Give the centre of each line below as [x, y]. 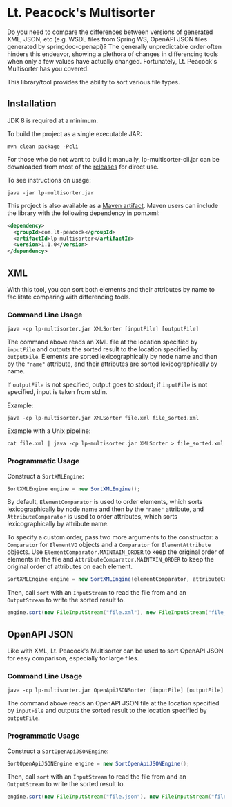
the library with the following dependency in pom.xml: [84, 213]
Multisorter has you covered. [48, 68]
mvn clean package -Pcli [43, 147]
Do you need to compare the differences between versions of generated [110, 32]
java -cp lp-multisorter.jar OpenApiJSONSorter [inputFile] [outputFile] [116, 690]
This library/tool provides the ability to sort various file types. [94, 82]
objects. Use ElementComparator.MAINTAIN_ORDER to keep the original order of [116, 552]
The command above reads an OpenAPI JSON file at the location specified [113, 703]
